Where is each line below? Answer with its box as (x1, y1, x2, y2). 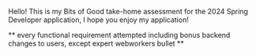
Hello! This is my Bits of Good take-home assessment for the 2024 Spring (8, 7, 249, 16)
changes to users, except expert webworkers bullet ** (8, 39, 184, 48)
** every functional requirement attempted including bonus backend (8, 31, 231, 39)
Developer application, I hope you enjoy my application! (8, 15, 190, 24)
